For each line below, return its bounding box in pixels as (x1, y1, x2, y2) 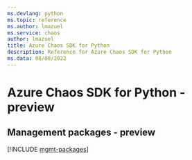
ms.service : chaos (7, 29, 60, 37)
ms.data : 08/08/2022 (7, 55, 67, 62)
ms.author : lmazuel (7, 23, 64, 30)
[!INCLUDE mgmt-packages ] (7, 145, 89, 153)
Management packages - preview (7, 127, 156, 139)
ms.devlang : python (7, 10, 64, 17)
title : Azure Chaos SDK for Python (7, 42, 110, 49)
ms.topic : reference (7, 17, 67, 23)
